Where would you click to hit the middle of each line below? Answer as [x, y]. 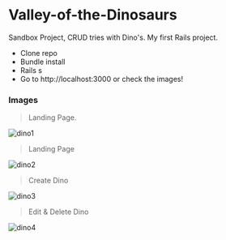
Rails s [31, 70]
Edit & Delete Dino [58, 212]
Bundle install [43, 62]
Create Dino [48, 181]
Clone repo [39, 53]
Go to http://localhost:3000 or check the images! [102, 79]
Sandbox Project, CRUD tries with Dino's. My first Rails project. [113, 37]
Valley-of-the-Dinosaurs [93, 15]
